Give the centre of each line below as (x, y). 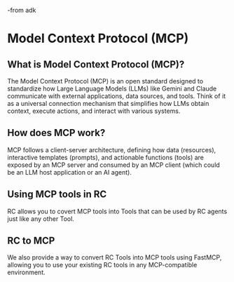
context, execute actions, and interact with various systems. (94, 111)
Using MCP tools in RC (57, 195)
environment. (26, 272)
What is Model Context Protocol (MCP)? (96, 64)
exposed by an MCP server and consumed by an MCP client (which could (114, 165)
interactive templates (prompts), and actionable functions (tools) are (106, 157)
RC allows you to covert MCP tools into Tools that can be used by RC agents (117, 211)
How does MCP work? (56, 133)
